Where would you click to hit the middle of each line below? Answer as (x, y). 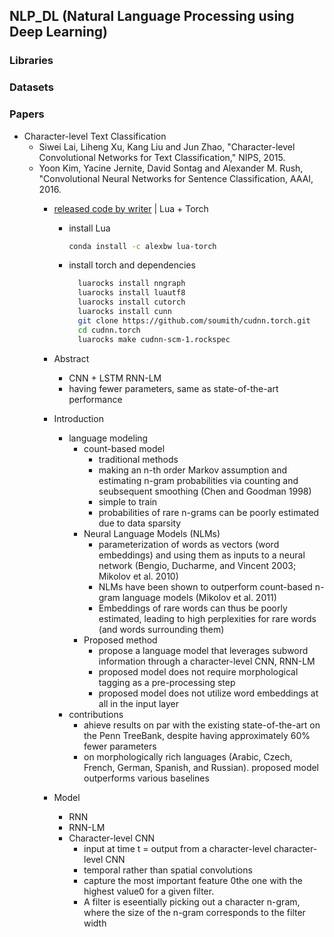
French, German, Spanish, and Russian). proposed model (201, 767)
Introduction (78, 418)
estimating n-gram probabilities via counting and (198, 480)
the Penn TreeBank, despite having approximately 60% (197, 735)
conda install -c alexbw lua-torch (142, 246)
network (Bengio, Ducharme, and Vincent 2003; (197, 565)
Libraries (31, 61)
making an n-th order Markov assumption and (193, 470)
